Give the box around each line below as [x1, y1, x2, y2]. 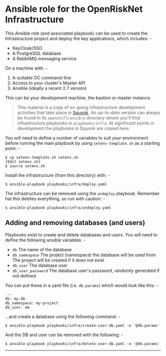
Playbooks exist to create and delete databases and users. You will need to [5, 232, 158, 237]
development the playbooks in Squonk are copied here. [17, 125, 130, 131]
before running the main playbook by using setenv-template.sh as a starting [5, 140, 160, 146]
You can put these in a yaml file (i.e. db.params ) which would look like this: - [5, 282, 159, 288]
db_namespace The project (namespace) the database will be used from [12, 252, 156, 258]
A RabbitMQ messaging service [12, 55, 77, 61]
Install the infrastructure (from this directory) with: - [5, 172, 110, 178]
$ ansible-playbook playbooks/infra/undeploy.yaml [5, 205, 112, 210]
